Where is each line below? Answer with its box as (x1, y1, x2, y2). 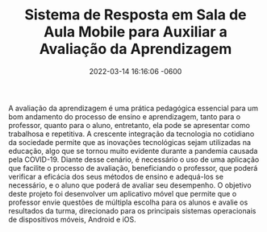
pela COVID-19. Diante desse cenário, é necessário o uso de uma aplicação (8, 155, 260, 164)
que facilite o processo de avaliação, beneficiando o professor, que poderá (8, 163, 258, 172)
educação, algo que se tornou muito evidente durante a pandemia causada (8, 146, 258, 155)
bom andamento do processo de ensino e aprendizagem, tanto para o (8, 111, 241, 122)
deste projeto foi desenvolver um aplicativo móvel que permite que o (8, 188, 237, 198)
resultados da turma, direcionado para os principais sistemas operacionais (8, 205, 257, 215)
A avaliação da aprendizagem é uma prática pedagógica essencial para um (8, 103, 258, 113)
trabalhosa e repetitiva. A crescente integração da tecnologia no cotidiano (8, 129, 255, 139)
